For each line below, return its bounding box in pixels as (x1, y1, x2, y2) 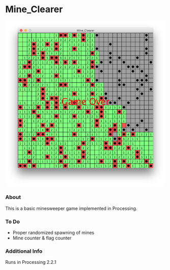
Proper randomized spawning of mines (12, 230, 95, 236)
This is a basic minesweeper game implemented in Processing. (5, 205, 137, 212)
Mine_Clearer (5, 4, 63, 15)
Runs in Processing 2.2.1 (5, 259, 56, 265)
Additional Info (5, 248, 43, 255)
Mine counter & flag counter (12, 235, 72, 241)
